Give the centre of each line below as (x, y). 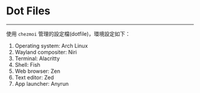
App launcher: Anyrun (42, 83)
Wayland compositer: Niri (46, 52)
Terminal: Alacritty (37, 58)
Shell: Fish (27, 64)
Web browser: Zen (37, 71)
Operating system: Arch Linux (51, 45)
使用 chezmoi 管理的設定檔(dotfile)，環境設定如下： (68, 33)
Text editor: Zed (34, 77)
